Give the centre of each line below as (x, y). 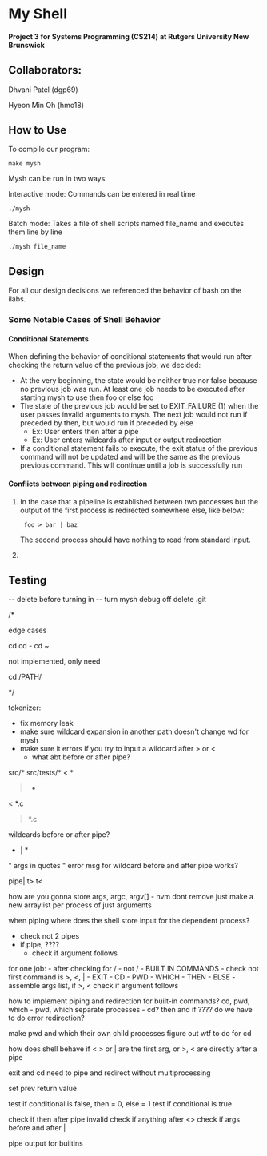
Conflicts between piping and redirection (78, 484)
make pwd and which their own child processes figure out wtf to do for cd (130, 1034)
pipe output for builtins (46, 1143)
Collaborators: (45, 70)
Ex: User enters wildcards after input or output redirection (127, 440)
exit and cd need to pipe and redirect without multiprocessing (110, 1073)
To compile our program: (49, 149)
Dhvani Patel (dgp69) (43, 90)
